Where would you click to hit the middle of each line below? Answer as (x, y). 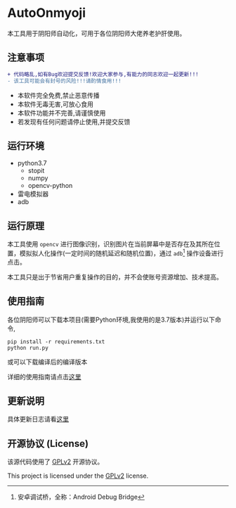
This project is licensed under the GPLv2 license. (78, 476)
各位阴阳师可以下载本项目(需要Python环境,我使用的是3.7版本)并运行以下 (111, 319)
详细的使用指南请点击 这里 (44, 376)
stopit (36, 171)
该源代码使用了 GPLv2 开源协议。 (55, 462)
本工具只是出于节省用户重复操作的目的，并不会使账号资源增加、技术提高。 (115, 277)
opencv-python (50, 186)
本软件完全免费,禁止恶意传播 (58, 95)
